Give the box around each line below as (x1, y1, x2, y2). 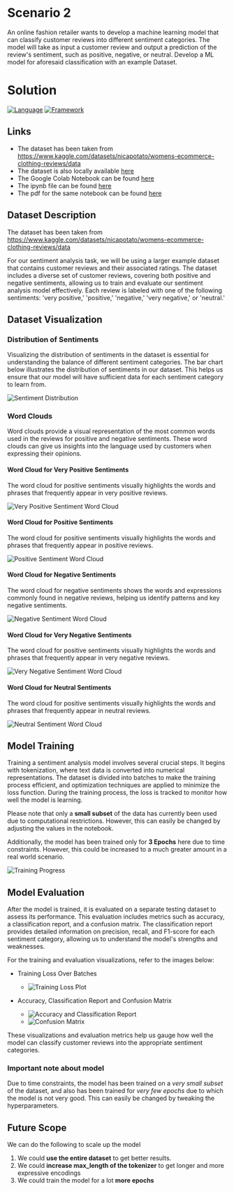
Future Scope (7, 1122, 67, 1134)
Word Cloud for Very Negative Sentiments (7, 630, 132, 639)
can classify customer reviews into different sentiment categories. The (7, 35, 210, 43)
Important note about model (7, 1064, 105, 1073)
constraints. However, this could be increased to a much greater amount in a (7, 845, 227, 854)
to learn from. (7, 380, 47, 389)
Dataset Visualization (7, 313, 103, 325)
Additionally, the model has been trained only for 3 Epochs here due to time (7, 838, 226, 846)
